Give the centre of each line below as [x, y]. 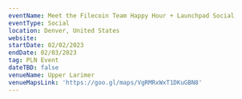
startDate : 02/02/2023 [46, 46]
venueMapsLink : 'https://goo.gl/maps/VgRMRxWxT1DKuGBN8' [105, 82]
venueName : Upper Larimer [51, 75]
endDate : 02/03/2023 [43, 53]
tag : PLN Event [34, 61]
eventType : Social [39, 23]
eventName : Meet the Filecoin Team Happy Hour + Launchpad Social [121, 16]
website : [23, 38]
